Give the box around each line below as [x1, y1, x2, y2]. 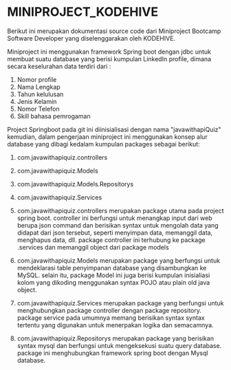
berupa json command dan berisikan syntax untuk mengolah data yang [16, 221, 219, 229]
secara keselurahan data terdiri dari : [7, 62, 111, 70]
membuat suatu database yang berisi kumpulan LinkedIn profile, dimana [7, 54, 212, 63]
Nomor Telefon [16, 105, 60, 113]
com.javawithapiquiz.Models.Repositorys [16, 179, 134, 188]
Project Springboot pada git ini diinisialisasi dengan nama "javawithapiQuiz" [7, 125, 221, 133]
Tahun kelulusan [16, 90, 64, 98]
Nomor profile [16, 75, 57, 83]
